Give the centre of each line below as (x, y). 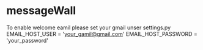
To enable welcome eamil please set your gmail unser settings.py (89, 27)
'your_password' (28, 40)
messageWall (41, 11)
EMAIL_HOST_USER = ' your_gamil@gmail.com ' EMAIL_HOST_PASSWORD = (102, 34)
